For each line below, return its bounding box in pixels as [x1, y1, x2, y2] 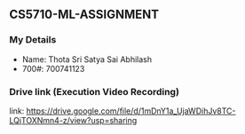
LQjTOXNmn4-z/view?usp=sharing [9, 114, 138, 125]
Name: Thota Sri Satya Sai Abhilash [21, 53, 153, 65]
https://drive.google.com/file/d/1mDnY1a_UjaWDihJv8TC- [26, 106, 236, 116]
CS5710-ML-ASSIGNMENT [9, 7, 160, 22]
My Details [9, 34, 57, 46]
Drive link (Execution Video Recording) [9, 85, 180, 98]
